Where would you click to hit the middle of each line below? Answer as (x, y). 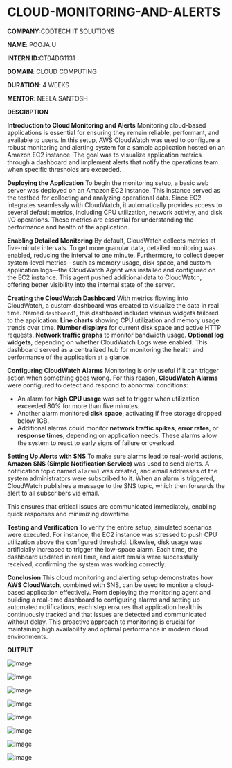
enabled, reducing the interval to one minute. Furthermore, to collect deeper (116, 255)
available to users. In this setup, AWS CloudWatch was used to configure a (114, 140)
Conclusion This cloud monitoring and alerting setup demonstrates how (110, 577)
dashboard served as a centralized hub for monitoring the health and (105, 349)
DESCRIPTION (28, 112)
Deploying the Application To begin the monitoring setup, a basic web (108, 183)
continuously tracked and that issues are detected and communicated (107, 614)
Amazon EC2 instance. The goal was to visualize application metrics (105, 155)
